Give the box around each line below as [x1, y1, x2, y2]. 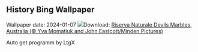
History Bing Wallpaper [6, 5, 95, 15]
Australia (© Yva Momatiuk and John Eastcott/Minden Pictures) [6, 27, 163, 34]
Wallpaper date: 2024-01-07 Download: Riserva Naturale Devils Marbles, [6, 21, 192, 28]
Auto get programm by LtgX [6, 38, 75, 46]
